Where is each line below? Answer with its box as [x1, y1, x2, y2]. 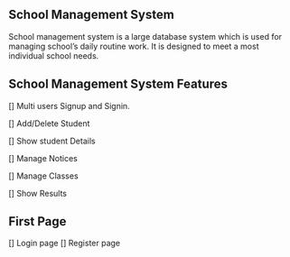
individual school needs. [8, 50, 99, 61]
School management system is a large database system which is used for [8, 31, 282, 41]
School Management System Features [8, 77, 228, 92]
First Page [8, 214, 67, 229]
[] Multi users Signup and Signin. [8, 100, 130, 111]
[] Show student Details [8, 135, 96, 146]
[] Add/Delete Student [8, 117, 90, 129]
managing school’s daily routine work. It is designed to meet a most [8, 41, 259, 51]
